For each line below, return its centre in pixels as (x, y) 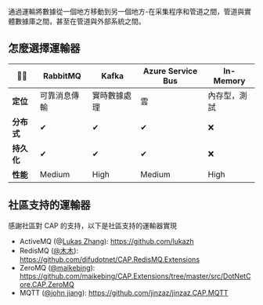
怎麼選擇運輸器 (44, 48)
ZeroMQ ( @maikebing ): (57, 267)
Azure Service (170, 71)
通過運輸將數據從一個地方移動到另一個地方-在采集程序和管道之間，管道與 (126, 11)
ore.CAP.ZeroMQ (47, 284)
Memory (229, 81)
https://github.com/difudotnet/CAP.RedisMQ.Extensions (110, 259)
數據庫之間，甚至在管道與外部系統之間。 (80, 21)
